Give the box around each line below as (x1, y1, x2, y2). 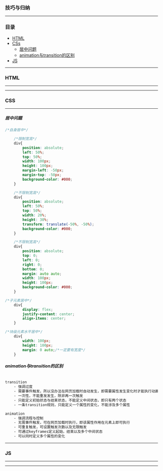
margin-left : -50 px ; (22, 168, 64, 173)
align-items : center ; (22, 316, 66, 321)
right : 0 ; (22, 262, 42, 267)
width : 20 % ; (22, 213, 47, 218)
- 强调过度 (14, 385, 33, 389)
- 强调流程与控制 (14, 416, 44, 421)
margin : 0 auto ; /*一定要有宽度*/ (22, 347, 86, 353)
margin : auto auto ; (22, 271, 62, 276)
